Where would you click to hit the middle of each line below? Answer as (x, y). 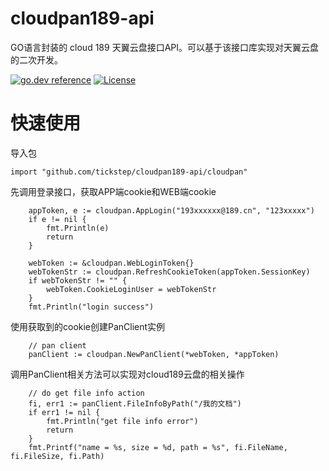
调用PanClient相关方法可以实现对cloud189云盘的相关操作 (127, 374)
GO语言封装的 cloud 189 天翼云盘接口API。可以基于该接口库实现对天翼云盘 (164, 47)
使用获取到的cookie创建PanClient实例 (88, 326)
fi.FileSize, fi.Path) (57, 456)
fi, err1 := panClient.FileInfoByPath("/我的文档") (135, 403)
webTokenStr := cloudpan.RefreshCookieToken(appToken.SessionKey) (169, 272)
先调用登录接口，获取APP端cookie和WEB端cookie (113, 191)
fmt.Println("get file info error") (122, 421)
